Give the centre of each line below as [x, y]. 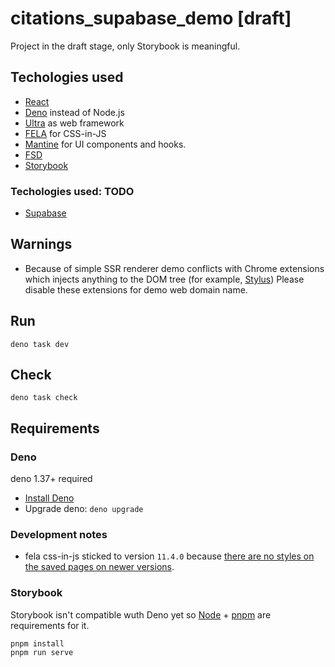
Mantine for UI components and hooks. [105, 144]
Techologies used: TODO [72, 191]
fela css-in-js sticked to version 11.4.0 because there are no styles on [169, 556]
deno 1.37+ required [51, 479]
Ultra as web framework [74, 123]
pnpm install [37, 643]
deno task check [44, 398]
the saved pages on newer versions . [99, 567]
